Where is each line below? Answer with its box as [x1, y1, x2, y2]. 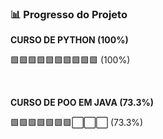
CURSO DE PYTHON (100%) [10, 34, 129, 46]
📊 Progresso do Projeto [10, 7, 128, 21]
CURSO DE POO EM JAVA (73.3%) [10, 97, 155, 109]
